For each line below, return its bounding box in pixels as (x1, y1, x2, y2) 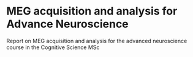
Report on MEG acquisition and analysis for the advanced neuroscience (6, 37, 187, 44)
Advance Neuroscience (6, 17, 129, 31)
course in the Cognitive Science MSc (6, 44, 100, 51)
